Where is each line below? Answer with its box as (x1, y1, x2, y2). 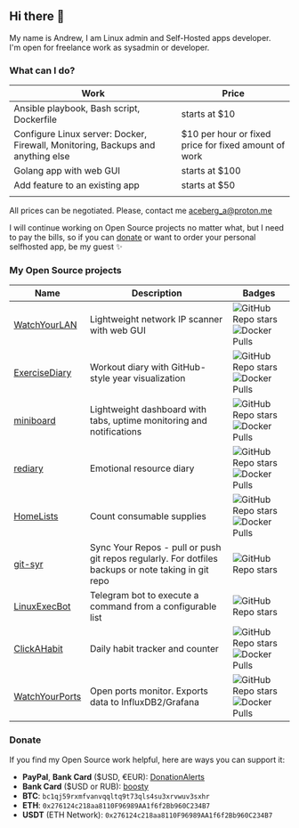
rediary (13, 462, 44, 475)
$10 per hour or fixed (181, 128, 271, 141)
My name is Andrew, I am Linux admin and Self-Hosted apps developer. (9, 32, 271, 43)
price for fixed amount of (181, 139, 286, 151)
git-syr (13, 558, 44, 571)
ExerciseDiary (13, 367, 72, 379)
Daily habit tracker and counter (89, 643, 220, 655)
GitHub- (170, 361, 206, 374)
